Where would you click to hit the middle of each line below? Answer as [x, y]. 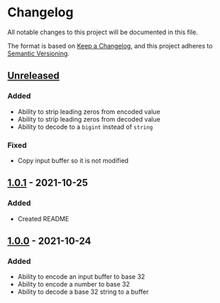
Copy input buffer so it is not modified [73, 160]
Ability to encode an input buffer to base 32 [81, 277]
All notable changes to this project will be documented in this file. [103, 32]
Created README [43, 218]
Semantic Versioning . [38, 53]
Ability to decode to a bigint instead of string [85, 127]
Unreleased [34, 76]
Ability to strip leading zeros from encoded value [89, 112]
